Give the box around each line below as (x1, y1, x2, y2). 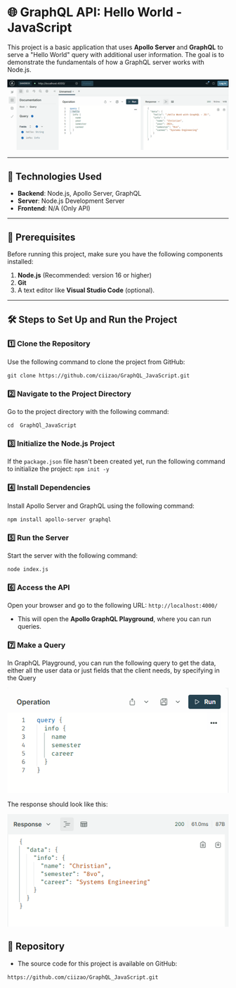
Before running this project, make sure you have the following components (7, 250, 223, 258)
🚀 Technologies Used (7, 170, 102, 182)
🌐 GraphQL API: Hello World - (7, 4, 183, 20)
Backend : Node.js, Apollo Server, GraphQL (17, 189, 142, 198)
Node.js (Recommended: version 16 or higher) (17, 271, 152, 280)
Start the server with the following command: (7, 551, 138, 560)
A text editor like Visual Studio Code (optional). (17, 286, 155, 294)
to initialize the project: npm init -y (7, 465, 110, 473)
